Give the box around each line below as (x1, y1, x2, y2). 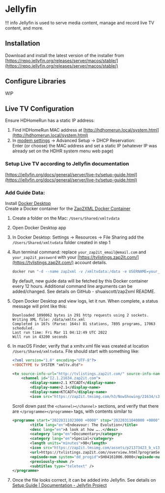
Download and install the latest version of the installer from (5, 52, 124, 58)
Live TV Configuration (5, 105, 74, 113)
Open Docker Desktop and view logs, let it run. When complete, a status (12, 298, 158, 304)
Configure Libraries (5, 77, 66, 86)
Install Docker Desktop (5, 200, 51, 206)
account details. (75, 259, 107, 265)
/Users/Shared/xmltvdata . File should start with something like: (12, 348, 139, 354)
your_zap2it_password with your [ (12, 254, 80, 260)
